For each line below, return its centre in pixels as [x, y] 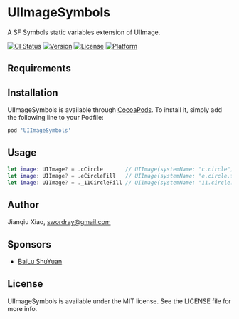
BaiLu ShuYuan [40, 262]
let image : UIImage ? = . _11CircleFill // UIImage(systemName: [101, 183]
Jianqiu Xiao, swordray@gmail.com [59, 222]
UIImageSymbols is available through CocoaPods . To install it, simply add [115, 110]
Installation [33, 92]
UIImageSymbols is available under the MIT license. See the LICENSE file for [119, 301]
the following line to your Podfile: [56, 118]
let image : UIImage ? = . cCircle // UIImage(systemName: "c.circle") [121, 169]
